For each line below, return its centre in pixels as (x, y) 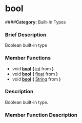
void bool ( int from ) (33, 68)
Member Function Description (41, 115)
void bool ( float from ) (35, 74)
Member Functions (28, 58)
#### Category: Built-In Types (35, 22)
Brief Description (26, 35)
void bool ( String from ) (36, 79)
